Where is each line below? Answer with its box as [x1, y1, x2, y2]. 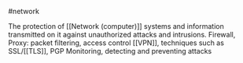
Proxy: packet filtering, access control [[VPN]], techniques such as [8, 38, 224, 47]
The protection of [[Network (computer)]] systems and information [8, 22, 224, 30]
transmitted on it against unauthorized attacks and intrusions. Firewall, [8, 30, 236, 39]
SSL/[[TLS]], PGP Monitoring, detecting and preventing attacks [8, 47, 212, 55]
